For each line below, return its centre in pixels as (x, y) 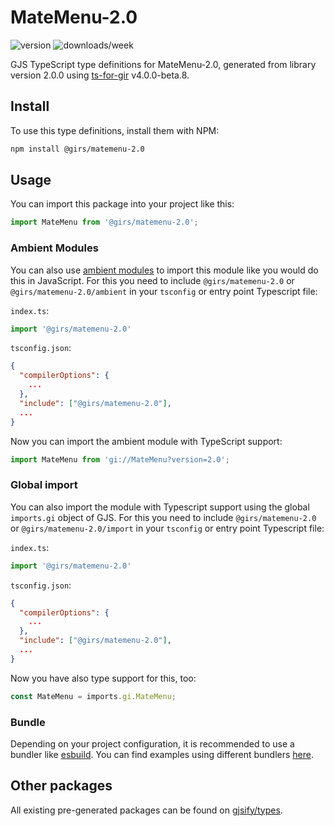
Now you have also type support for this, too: (103, 678)
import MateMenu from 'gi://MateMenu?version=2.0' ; (120, 459)
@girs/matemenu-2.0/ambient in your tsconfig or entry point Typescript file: (164, 291)
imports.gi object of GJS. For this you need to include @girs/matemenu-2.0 (163, 517)
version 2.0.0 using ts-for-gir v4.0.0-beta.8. (100, 75)
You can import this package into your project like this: (122, 204)
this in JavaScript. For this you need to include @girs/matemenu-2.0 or (152, 280)
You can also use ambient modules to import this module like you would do (164, 270)
